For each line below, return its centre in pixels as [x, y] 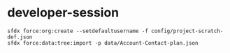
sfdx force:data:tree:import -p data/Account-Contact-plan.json [103, 43]
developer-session [63, 13]
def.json [20, 37]
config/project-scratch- [187, 31]
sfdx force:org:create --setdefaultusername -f [78, 31]
